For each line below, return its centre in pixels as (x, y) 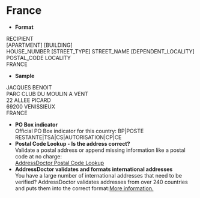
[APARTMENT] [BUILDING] (40, 45)
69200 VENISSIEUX (31, 106)
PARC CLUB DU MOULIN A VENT (47, 94)
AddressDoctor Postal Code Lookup (59, 163)
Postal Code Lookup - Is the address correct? (72, 143)
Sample (25, 76)
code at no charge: (38, 156)
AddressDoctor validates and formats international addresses (94, 169)
